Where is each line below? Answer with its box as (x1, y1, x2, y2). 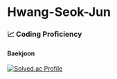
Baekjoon (7, 49, 35, 58)
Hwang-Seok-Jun (7, 4, 111, 20)
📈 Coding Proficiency (7, 29, 82, 39)
